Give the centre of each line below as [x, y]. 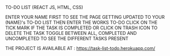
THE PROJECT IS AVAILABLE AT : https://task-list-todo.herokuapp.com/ [80, 48]
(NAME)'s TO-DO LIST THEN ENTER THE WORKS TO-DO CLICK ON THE [81, 22]
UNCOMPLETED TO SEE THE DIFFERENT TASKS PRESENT [67, 38]
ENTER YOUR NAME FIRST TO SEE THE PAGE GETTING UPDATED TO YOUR [85, 17]
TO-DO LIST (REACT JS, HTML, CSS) [44, 7]
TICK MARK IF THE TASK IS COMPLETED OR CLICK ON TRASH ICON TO [81, 28]
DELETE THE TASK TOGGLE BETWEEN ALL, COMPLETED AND [71, 33]
